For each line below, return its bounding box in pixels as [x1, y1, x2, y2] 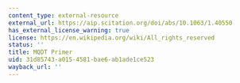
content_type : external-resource [8, 11, 119, 20]
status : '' [8, 41, 45, 49]
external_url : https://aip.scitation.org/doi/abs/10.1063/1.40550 [8, 19, 233, 27]
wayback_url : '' [8, 63, 62, 71]
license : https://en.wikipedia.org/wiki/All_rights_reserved [8, 33, 215, 42]
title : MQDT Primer [8, 48, 73, 56]
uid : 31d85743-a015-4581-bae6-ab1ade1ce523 [8, 56, 155, 64]
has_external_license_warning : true [8, 26, 130, 34]
